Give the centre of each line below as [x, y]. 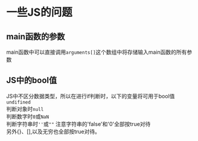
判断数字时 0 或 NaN [28, 116]
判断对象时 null [25, 108]
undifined [19, 102]
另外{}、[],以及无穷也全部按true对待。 [53, 131]
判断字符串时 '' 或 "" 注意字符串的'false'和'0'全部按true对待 [78, 124]
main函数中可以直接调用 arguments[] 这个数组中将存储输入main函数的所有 [97, 52]
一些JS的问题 [39, 12]
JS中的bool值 [32, 80]
